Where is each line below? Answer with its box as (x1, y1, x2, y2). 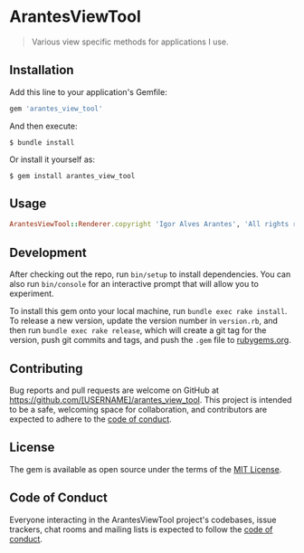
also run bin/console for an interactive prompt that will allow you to (9, 279, 260, 290)
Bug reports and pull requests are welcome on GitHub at (9, 385, 220, 396)
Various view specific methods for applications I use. (31, 36, 229, 47)
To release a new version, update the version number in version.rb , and (9, 315, 279, 327)
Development (9, 244, 88, 260)
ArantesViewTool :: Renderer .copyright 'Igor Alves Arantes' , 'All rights (9, 220, 290, 229)
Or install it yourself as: (9, 154, 95, 165)
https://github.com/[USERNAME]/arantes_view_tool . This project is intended (9, 394, 292, 405)
